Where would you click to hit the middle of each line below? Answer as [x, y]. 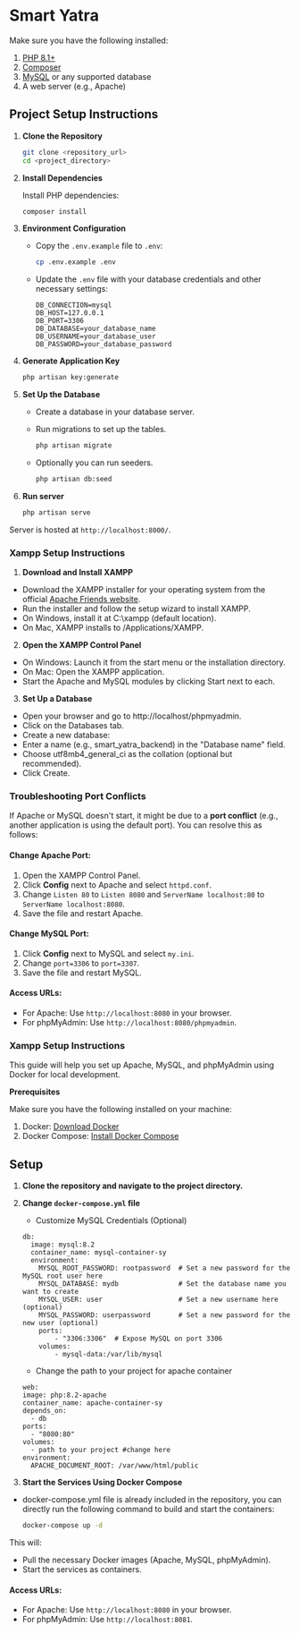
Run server [43, 496]
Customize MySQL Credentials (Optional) [111, 1220]
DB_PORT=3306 [60, 321]
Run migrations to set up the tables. [101, 430]
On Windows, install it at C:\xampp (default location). [119, 618]
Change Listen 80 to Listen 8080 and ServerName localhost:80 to [143, 894]
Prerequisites [35, 1092]
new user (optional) [60, 1323]
